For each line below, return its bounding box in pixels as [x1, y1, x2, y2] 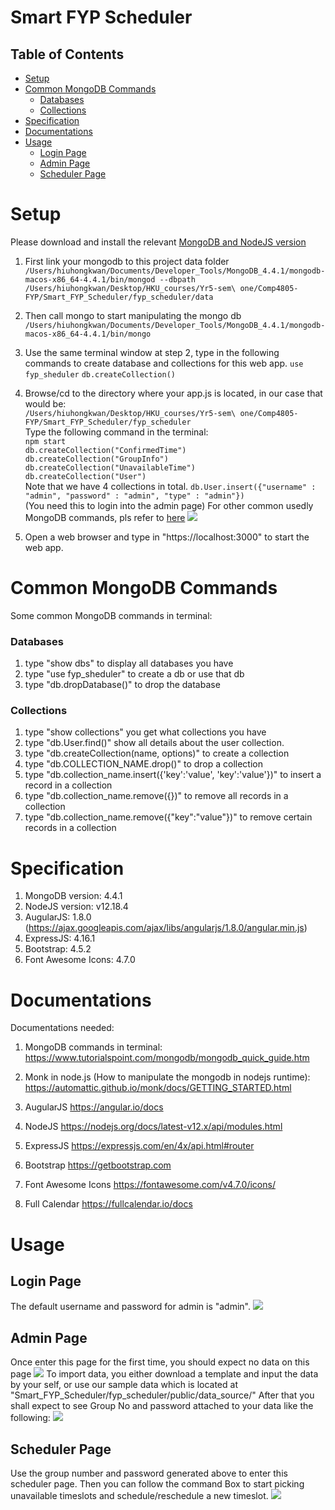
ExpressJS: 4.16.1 [24, 932, 96, 945]
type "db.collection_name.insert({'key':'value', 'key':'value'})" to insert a [24, 769, 322, 781]
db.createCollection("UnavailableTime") [24, 462, 196, 473]
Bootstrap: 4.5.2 [24, 943, 92, 955]
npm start [24, 436, 67, 446]
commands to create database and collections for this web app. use [24, 357, 304, 369]
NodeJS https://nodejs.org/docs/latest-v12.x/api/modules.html [24, 1121, 283, 1133]
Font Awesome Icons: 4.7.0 [24, 954, 136, 966]
